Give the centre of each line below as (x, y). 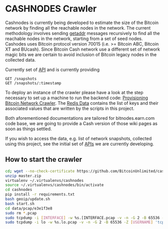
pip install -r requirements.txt (40, 194)
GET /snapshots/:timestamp (33, 83)
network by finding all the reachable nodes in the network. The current (78, 28)
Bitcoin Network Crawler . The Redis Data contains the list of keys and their (82, 103)
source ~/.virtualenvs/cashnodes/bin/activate (54, 185)
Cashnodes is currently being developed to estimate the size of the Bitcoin (82, 23)
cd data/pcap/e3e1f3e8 (29, 208)
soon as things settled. (28, 129)
